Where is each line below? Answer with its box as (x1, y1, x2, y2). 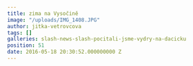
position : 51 (7, 42, 45, 49)
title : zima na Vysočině (7, 10, 79, 17)
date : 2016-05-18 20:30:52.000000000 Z (7, 49, 122, 56)
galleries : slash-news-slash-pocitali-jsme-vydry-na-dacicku (7, 36, 187, 43)
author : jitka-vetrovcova (7, 23, 81, 30)
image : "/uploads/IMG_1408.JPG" (7, 16, 100, 23)
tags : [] (7, 29, 32, 36)
